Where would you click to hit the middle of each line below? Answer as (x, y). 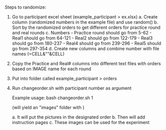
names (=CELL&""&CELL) (38, 54)
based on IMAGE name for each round (51, 69)
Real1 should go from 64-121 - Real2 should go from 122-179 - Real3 (82, 38)
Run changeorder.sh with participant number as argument (72, 88)
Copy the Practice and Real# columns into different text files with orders (86, 64)
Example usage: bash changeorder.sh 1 (52, 98)
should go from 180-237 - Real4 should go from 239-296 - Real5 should (87, 43)
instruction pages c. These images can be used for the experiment (81, 122)
